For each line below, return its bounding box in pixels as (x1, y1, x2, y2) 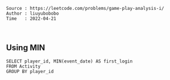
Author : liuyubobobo (6, 11, 59, 16)
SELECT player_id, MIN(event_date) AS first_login (6, 58, 133, 64)
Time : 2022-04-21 (6, 16, 57, 22)
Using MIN (6, 43, 45, 53)
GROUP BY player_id (6, 68, 54, 74)
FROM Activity (6, 63, 41, 69)
